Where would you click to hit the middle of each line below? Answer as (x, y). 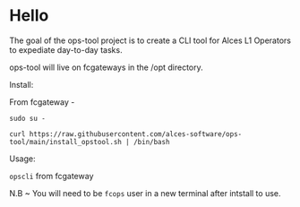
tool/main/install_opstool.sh (66, 142)
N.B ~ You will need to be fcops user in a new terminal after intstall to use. (145, 193)
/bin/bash (151, 142)
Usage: (22, 159)
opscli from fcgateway (51, 176)
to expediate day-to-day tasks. (66, 49)
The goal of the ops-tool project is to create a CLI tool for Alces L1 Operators (150, 40)
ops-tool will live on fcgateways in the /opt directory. (106, 67)
